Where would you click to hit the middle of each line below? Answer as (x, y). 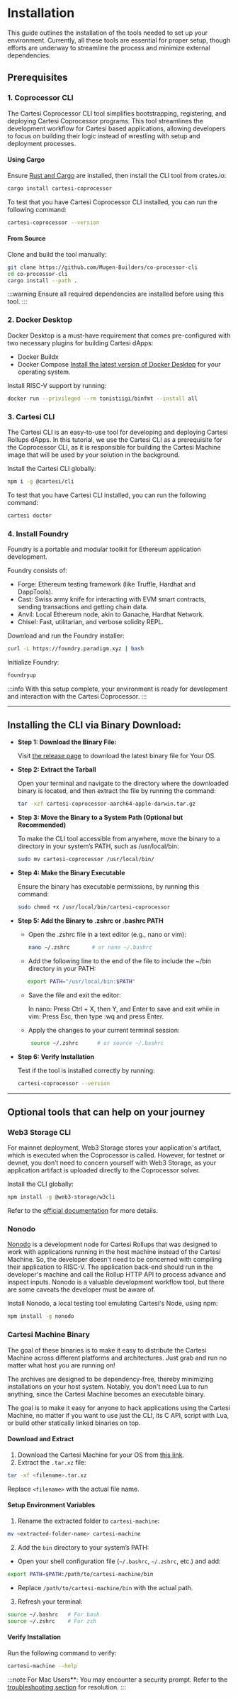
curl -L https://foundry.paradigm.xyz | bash (75, 648)
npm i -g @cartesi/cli (41, 481)
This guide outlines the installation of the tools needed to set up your (107, 33)
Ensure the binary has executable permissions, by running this (108, 887)
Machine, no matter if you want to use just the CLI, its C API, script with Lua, (118, 1415)
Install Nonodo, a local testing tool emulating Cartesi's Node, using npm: (113, 1304)
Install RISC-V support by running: (57, 385)
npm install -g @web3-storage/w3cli (61, 1197)
